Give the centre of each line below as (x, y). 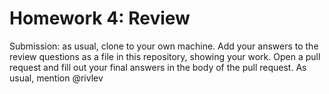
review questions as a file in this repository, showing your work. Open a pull (165, 56)
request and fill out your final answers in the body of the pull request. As (158, 67)
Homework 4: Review (100, 18)
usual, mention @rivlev (56, 78)
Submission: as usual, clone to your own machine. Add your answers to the (164, 46)
